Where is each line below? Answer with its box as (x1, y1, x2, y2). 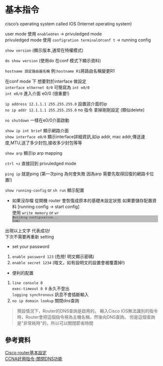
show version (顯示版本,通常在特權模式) (5, 47, 84, 53)
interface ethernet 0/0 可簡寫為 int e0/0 (5, 84, 90, 90)
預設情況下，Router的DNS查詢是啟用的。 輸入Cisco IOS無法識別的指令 (16, 308, 158, 314)
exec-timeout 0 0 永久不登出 (12, 286, 70, 292)
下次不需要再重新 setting (5, 234, 54, 240)
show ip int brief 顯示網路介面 (5, 128, 69, 133)
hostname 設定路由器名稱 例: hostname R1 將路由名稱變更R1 (5, 68, 115, 73)
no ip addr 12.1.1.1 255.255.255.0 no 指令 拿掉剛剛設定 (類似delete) (5, 107, 145, 112)
